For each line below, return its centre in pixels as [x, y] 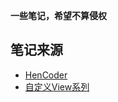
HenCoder [46, 75]
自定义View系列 [57, 86]
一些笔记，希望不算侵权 [58, 15]
